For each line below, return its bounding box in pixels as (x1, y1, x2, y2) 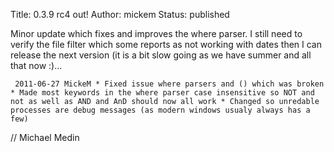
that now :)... (10, 60, 63, 71)
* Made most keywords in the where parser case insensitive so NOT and (10, 88, 315, 98)
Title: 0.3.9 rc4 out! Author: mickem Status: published (10, 9, 230, 20)
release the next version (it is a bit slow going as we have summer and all (10, 49, 312, 61)
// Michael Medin (10, 132, 80, 143)
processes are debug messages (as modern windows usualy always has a (10, 105, 311, 115)
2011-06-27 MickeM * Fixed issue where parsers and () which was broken (14, 79, 325, 89)
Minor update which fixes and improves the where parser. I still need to (10, 28, 303, 39)
